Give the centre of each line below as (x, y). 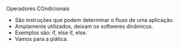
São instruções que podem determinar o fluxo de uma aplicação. (94, 20)
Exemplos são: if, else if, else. (51, 33)
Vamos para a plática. (41, 39)
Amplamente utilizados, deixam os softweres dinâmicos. (84, 26)
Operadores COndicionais (38, 9)
